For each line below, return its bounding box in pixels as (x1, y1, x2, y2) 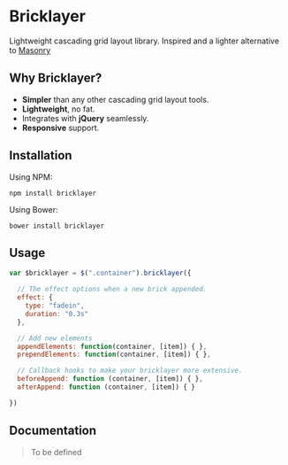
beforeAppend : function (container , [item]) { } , (17, 375, 203, 384)
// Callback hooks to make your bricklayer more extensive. (17, 366, 243, 376)
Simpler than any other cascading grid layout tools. (21, 94, 209, 105)
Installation (9, 148, 72, 163)
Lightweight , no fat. (21, 104, 95, 114)
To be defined (30, 446, 82, 457)
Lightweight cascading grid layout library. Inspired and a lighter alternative (9, 35, 280, 46)
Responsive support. (21, 122, 100, 133)
